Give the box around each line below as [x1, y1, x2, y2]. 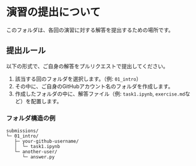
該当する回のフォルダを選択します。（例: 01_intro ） [14, 75, 142, 82]
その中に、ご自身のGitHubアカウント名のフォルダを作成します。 [14, 82, 174, 90]
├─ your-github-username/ [14, 139, 79, 145]
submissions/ [6, 128, 39, 134]
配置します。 [31, 97, 62, 104]
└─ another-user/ [14, 149, 58, 155]
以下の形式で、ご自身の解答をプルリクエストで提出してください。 [6, 62, 169, 69]
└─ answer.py [22, 154, 55, 160]
